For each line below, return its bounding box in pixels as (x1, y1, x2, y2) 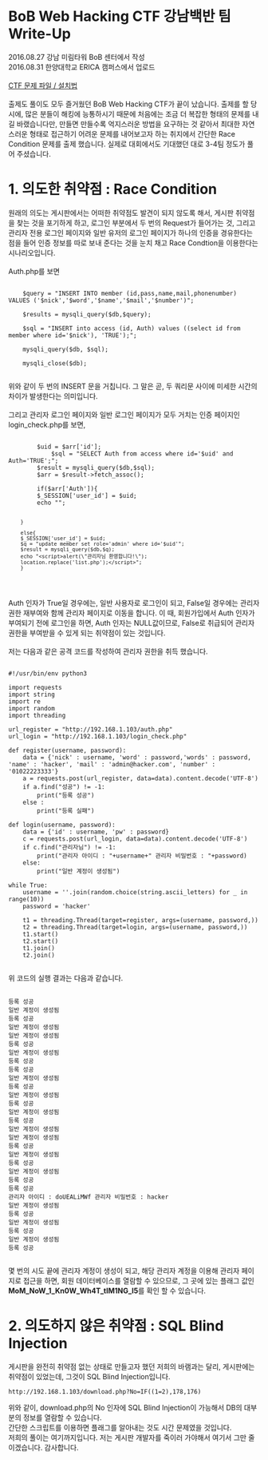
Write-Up (8, 25, 72, 43)
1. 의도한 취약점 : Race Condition (8, 181, 218, 198)
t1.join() (22, 944, 56, 952)
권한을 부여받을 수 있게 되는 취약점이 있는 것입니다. (8, 628, 166, 638)
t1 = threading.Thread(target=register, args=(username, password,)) (22, 916, 259, 924)
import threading (8, 711, 66, 719)
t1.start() (22, 930, 59, 938)
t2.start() (22, 937, 59, 945)
